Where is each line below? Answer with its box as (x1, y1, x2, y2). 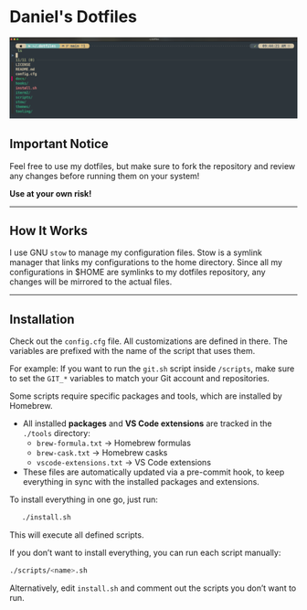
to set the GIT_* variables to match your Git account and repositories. (9, 373, 270, 384)
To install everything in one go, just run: (9, 494, 158, 505)
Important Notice (9, 136, 109, 152)
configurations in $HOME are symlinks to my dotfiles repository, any (9, 267, 267, 278)
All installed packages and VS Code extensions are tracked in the (22, 418, 272, 429)
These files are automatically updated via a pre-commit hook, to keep (22, 466, 285, 477)
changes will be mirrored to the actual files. (9, 276, 173, 287)
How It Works (9, 222, 89, 239)
